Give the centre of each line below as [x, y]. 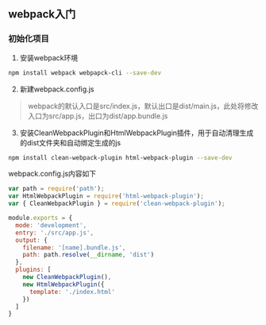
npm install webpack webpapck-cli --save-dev [85, 73]
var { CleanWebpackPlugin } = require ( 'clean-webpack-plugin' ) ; [117, 204]
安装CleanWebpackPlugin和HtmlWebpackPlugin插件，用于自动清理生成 [137, 133]
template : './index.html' [72, 292]
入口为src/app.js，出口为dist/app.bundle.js [98, 116]
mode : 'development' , [51, 225]
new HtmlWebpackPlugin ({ [64, 284]
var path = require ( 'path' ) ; [56, 189]
